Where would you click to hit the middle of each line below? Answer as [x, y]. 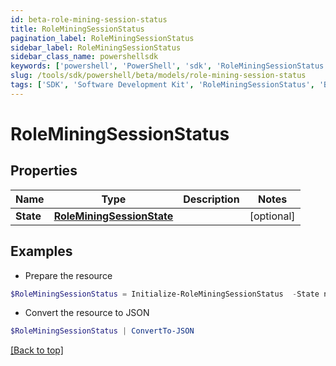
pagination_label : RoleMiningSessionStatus [102, 38]
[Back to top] [37, 350]
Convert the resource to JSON [87, 313]
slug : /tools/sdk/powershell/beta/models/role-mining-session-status [158, 76]
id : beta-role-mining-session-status [89, 19]
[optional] [272, 216]
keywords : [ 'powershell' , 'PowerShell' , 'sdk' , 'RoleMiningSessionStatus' [169, 66]
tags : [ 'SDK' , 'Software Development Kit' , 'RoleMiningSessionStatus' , [162, 85]
